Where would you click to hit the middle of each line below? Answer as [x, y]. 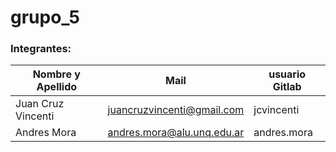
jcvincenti [276, 110]
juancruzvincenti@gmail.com [176, 110]
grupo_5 [45, 17]
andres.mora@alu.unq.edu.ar [176, 133]
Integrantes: [41, 49]
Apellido [57, 87]
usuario [287, 74]
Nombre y [56, 74]
